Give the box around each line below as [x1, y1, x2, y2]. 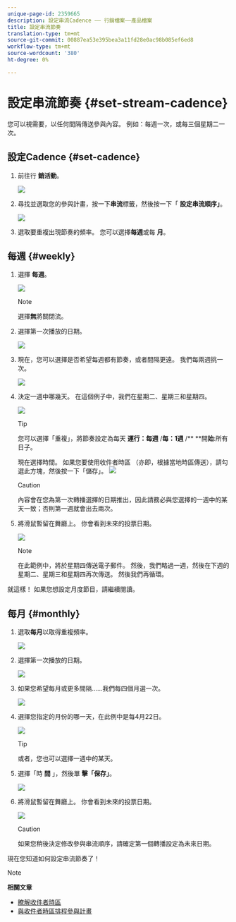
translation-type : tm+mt [7, 30, 80, 37]
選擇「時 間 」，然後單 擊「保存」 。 [17, 770, 116, 778]
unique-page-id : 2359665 [7, 10, 80, 18]
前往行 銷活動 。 [17, 171, 63, 180]
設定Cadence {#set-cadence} [7, 151, 141, 163]
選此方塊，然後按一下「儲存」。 [17, 467, 108, 475]
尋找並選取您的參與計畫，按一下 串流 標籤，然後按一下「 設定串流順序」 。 [17, 199, 227, 208]
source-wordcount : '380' [7, 50, 80, 57]
